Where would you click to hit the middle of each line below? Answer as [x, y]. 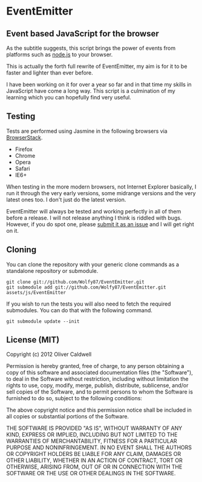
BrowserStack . [24, 137]
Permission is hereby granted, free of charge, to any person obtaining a [95, 366]
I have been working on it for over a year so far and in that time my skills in [99, 84]
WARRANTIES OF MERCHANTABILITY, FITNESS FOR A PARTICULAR [92, 441]
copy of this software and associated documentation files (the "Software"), [100, 373]
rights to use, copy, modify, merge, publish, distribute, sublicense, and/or [97, 386]
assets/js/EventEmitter [36, 292]
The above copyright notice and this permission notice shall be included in [99, 410]
